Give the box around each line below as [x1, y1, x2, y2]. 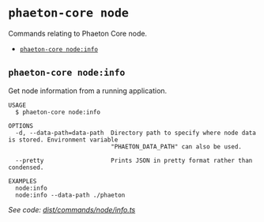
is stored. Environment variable [8, 136, 119, 144]
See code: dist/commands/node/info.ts [8, 205, 136, 214]
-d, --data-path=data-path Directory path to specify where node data [15, 129, 257, 137]
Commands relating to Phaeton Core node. [8, 28, 148, 38]
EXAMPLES [8, 177, 37, 185]
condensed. [8, 164, 44, 171]
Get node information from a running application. [8, 85, 168, 96]
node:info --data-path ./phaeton [15, 191, 126, 199]
